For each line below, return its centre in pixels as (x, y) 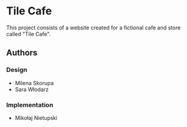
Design (17, 70)
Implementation (30, 105)
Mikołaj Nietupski (36, 117)
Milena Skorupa (34, 83)
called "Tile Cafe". (28, 34)
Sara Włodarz (32, 89)
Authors (22, 53)
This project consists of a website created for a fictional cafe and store (93, 28)
